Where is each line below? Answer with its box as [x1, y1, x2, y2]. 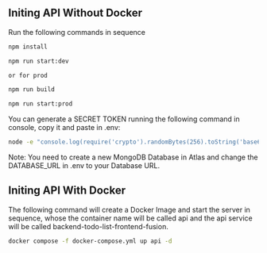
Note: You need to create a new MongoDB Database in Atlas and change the [8, 152, 258, 162]
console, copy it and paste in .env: [8, 123, 121, 132]
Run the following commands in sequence [8, 27, 145, 36]
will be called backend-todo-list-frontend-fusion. [8, 221, 168, 231]
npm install [8, 43, 48, 51]
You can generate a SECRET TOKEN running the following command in [8, 114, 240, 124]
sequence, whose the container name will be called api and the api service [8, 213, 253, 223]
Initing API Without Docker [8, 6, 143, 20]
